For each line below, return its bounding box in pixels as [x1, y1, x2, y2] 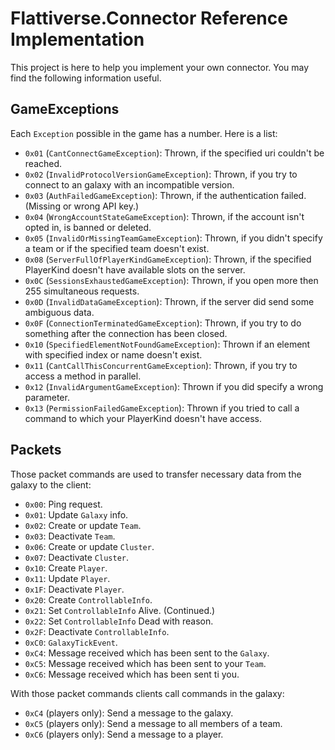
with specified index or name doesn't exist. [24, 348, 203, 361]
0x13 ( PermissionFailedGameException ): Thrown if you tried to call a [24, 402, 300, 414]
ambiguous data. [24, 306, 95, 318]
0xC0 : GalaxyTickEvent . [24, 636, 118, 648]
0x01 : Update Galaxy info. [24, 508, 129, 521]
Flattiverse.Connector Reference [10, 7, 288, 30]
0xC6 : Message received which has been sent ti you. [24, 668, 240, 680]
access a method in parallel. [24, 370, 142, 382]
